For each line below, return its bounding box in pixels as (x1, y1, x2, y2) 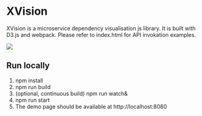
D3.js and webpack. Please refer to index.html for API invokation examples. (6, 31, 196, 38)
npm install (15, 77, 44, 84)
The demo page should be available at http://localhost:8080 (15, 102, 168, 110)
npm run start (15, 96, 50, 104)
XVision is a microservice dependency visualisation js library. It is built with (6, 25, 196, 32)
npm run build (15, 83, 51, 90)
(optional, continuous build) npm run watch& (15, 90, 128, 97)
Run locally (6, 60, 50, 71)
